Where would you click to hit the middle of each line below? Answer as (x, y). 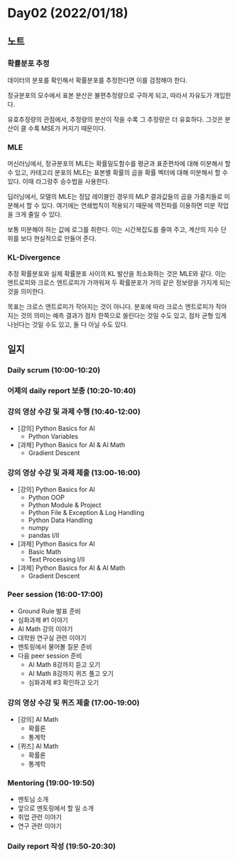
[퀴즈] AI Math (38, 746)
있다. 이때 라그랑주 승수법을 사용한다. (59, 182)
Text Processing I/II (56, 560)
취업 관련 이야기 (39, 817)
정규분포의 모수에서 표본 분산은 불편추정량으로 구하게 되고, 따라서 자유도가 (110, 95)
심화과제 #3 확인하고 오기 (64, 682)
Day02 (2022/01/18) (68, 13)
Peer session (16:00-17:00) (55, 595)
